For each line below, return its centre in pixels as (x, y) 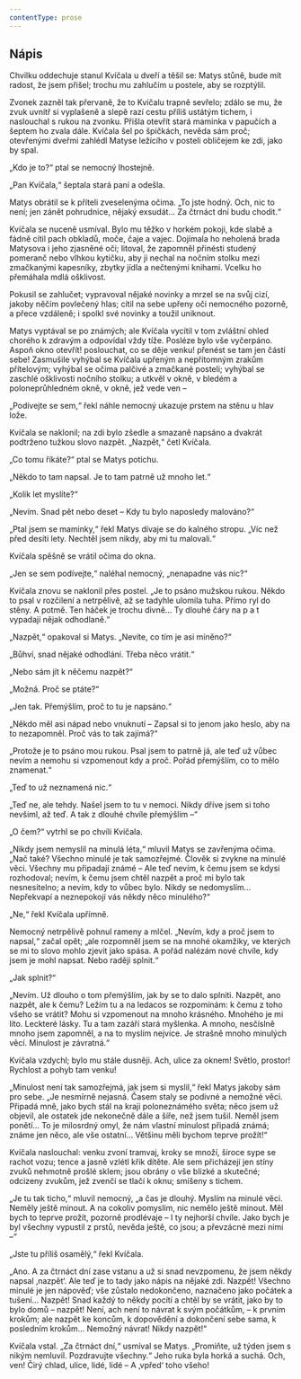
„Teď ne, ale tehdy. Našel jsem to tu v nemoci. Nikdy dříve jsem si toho (140, 805)
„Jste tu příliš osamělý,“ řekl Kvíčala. (76, 1254)
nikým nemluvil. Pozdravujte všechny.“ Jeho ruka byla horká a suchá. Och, (147, 1356)
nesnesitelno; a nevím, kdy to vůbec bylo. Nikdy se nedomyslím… (130, 888)
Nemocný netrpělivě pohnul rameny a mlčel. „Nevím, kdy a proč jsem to (142, 932)
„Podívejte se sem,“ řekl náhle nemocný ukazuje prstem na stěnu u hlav (142, 406)
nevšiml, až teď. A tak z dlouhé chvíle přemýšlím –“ (103, 815)
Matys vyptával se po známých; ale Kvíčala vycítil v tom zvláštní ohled (139, 331)
